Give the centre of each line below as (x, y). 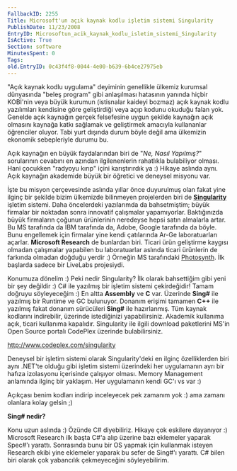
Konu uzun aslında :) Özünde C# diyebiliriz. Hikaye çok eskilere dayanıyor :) (117, 430)
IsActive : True (30, 40)
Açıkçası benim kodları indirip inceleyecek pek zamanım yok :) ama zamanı (116, 395)
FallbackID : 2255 (33, 14)
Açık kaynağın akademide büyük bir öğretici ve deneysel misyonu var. (109, 176)
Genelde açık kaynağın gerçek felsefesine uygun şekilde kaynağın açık (110, 117)
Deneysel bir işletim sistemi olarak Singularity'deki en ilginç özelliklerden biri (118, 358)
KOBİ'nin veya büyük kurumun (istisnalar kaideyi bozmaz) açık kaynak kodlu (118, 102)
